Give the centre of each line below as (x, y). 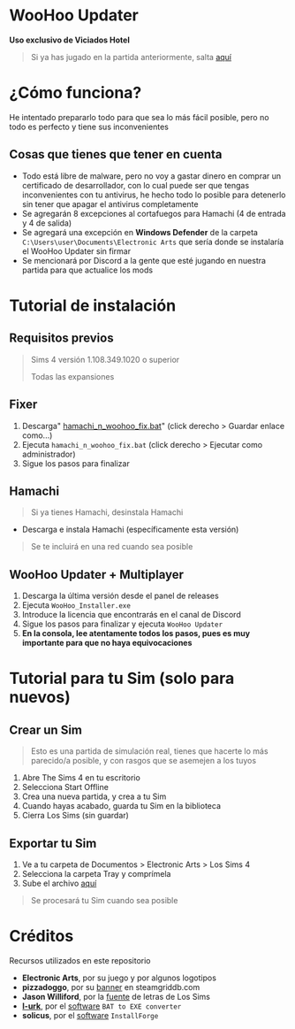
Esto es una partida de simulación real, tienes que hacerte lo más (149, 751)
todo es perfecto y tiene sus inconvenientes (89, 127)
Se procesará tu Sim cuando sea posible (104, 900)
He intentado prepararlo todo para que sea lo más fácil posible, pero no (139, 117)
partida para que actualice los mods (87, 270)
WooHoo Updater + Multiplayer (96, 575)
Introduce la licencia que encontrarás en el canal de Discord (131, 615)
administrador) (49, 454)
